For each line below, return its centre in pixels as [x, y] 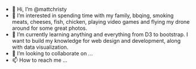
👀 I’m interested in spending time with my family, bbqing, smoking [93, 15]
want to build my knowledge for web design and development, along [96, 41]
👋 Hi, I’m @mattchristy [39, 9]
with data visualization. [40, 47]
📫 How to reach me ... [39, 60]
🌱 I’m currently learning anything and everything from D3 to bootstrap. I [100, 34]
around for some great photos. [50, 28]
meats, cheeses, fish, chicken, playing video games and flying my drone [101, 22]
